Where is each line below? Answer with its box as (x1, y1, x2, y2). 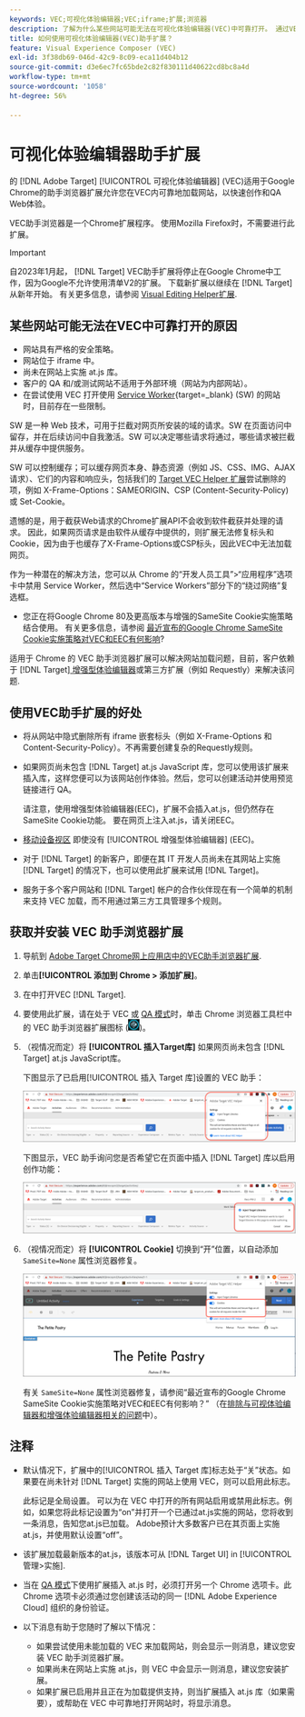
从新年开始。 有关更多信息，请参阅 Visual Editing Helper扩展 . (9, 289, 238, 300)
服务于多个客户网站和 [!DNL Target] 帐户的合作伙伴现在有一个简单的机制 (22, 884, 293, 895)
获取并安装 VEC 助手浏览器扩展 (9, 924, 183, 940)
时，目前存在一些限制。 (22, 401, 111, 412)
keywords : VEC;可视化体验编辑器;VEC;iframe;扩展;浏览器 (9, 15, 207, 24)
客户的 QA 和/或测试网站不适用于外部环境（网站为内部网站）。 (22, 378, 252, 389)
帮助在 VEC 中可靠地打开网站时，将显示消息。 (64, 1697, 236, 1708)
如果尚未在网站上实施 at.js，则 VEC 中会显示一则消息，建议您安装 (35, 1663, 281, 1674)
